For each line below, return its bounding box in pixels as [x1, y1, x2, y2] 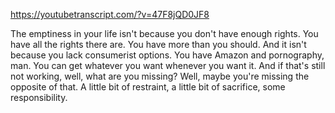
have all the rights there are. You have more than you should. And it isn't [10, 39, 307, 50]
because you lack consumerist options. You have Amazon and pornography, [10, 49, 325, 61]
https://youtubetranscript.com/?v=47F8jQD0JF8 [10, 9, 210, 20]
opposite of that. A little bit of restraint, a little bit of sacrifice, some [10, 81, 286, 93]
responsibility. [10, 92, 68, 103]
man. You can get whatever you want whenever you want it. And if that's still [10, 60, 326, 71]
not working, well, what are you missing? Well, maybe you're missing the [10, 70, 310, 82]
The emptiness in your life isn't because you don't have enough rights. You [10, 28, 319, 39]
